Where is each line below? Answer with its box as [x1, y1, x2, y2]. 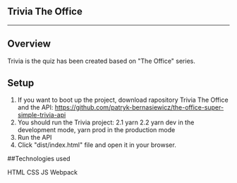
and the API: [17, 103, 54, 112]
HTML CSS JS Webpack [7, 168, 78, 177]
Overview [7, 38, 51, 50]
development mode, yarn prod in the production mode [17, 126, 176, 134]
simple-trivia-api [17, 111, 66, 119]
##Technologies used [7, 155, 71, 163]
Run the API [17, 134, 52, 142]
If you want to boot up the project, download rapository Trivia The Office [17, 95, 229, 105]
